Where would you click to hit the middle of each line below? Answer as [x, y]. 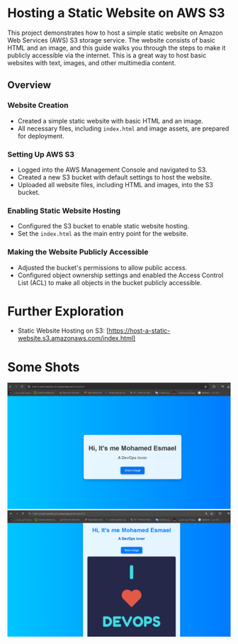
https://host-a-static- [140, 331]
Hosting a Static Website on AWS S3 [116, 13]
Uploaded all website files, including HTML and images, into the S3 [115, 184]
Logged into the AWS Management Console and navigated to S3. [112, 170]
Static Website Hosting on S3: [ [63, 331]
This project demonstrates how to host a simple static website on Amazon [115, 33]
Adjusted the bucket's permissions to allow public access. [102, 267]
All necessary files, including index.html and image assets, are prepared [123, 128]
